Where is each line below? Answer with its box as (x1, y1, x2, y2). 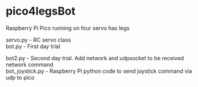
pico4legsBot (6, 4, 76, 18)
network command (6, 61, 53, 68)
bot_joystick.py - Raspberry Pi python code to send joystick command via (6, 67, 192, 74)
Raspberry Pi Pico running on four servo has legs (6, 24, 130, 32)
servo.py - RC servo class (6, 36, 71, 43)
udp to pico (6, 74, 35, 81)
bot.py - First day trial (6, 43, 61, 50)
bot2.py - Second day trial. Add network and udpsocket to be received (6, 54, 185, 61)
